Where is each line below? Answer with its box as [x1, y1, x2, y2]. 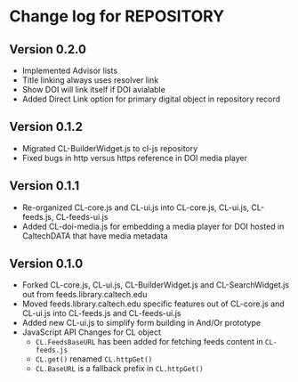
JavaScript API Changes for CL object [21, 327, 162, 337]
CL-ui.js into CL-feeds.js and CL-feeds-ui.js [21, 308, 181, 319]
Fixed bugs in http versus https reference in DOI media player [21, 152, 247, 163]
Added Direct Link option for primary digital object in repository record [21, 93, 281, 104]
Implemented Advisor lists [21, 65, 118, 76]
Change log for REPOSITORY [9, 6, 225, 27]
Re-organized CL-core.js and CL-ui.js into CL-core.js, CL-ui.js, [21, 202, 250, 213]
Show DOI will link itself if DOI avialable [21, 85, 166, 94]
